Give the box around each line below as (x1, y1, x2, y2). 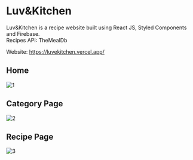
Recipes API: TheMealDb (6, 36, 68, 44)
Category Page (6, 99, 63, 109)
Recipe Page (6, 131, 54, 141)
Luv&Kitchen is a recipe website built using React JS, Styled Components (6, 24, 187, 31)
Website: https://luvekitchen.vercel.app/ (6, 48, 105, 55)
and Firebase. (6, 30, 40, 37)
